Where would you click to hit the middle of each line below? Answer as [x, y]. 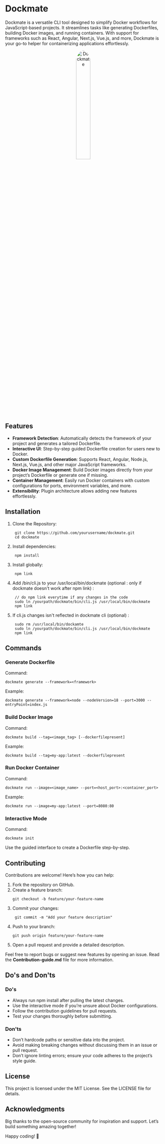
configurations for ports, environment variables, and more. [72, 485]
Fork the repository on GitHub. [43, 885]
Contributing [25, 863]
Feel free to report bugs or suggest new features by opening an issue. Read [82, 954]
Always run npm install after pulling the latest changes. [68, 1000]
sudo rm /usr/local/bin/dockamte [49, 624]
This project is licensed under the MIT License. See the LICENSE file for [78, 1088]
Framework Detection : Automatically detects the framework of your [82, 438]
